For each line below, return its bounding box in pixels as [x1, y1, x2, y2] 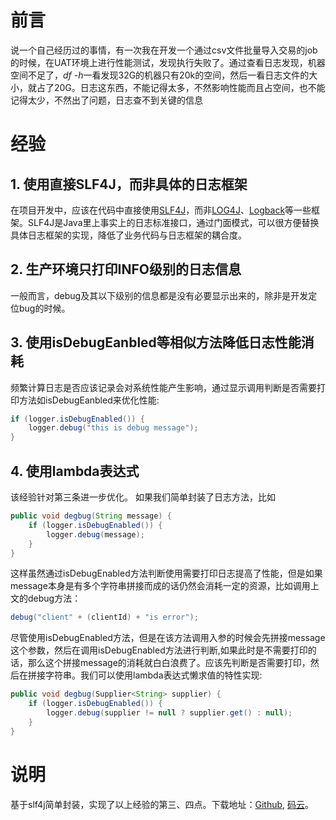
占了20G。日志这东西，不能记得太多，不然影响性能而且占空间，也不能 [36, 81, 326, 93]
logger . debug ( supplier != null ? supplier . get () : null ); [46, 708, 293, 718]
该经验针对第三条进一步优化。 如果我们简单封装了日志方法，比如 [10, 491, 276, 503]
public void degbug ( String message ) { [10, 511, 172, 521]
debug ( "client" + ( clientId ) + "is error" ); [10, 612, 199, 623]
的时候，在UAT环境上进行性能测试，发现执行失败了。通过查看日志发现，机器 [10, 56, 326, 68]
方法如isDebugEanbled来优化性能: [18, 394, 160, 406]
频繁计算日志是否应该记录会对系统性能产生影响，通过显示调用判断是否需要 [10, 381, 317, 393]
